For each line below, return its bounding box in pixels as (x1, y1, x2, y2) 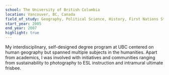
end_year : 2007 (5, 26, 37, 31)
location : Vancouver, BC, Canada (5, 12, 75, 17)
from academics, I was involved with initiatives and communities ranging (5, 55, 155, 60)
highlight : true (5, 30, 39, 35)
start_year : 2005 (5, 21, 42, 26)
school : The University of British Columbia (5, 7, 100, 12)
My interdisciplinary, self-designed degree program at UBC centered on (5, 44, 154, 50)
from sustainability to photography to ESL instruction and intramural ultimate (5, 60, 163, 66)
